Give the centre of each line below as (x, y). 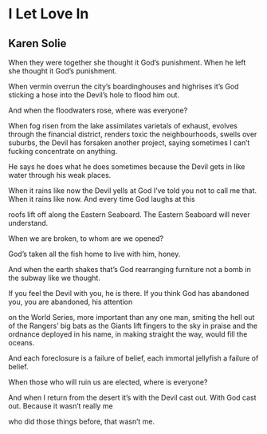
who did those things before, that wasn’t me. (82, 421)
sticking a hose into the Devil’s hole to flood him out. (94, 95)
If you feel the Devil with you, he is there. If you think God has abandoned (129, 293)
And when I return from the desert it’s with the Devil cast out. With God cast (132, 397)
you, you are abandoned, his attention (71, 302)
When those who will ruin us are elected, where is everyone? (108, 382)
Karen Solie (37, 43)
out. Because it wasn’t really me (61, 406)
